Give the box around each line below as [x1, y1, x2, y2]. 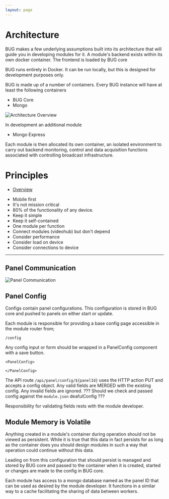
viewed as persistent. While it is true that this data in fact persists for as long [5, 436, 163, 442]
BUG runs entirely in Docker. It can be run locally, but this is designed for [5, 66, 156, 72]
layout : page [5, 7, 33, 13]
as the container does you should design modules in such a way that [5, 441, 147, 447]
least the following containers [5, 87, 66, 93]
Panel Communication [5, 264, 76, 272]
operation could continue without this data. [5, 447, 95, 453]
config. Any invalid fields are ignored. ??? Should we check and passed [5, 388, 153, 394]
